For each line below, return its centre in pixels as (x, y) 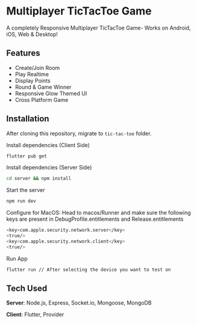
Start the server (26, 190)
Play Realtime (32, 74)
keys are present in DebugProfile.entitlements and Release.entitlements (95, 219)
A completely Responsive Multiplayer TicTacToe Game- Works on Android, (98, 28)
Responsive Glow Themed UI (51, 93)
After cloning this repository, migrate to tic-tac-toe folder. (79, 133)
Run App (17, 258)
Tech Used (27, 288)
